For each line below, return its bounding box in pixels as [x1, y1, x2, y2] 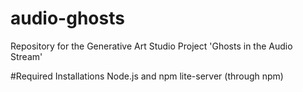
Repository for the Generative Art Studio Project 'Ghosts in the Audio [10, 40, 293, 52]
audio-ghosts [10, 7, 125, 30]
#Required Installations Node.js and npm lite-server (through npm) [10, 70, 284, 82]
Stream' [10, 50, 43, 62]
